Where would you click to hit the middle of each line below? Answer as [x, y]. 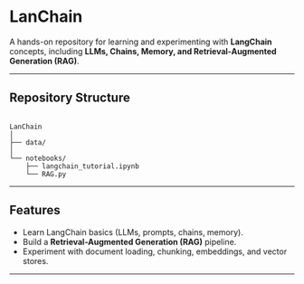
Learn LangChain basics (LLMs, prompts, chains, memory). [133, 232]
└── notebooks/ [38, 158]
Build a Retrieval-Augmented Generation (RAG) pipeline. [129, 241]
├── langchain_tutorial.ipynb [83, 166]
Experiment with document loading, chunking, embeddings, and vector [155, 251]
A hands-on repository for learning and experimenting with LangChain [141, 42]
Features [35, 210]
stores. [35, 260]
